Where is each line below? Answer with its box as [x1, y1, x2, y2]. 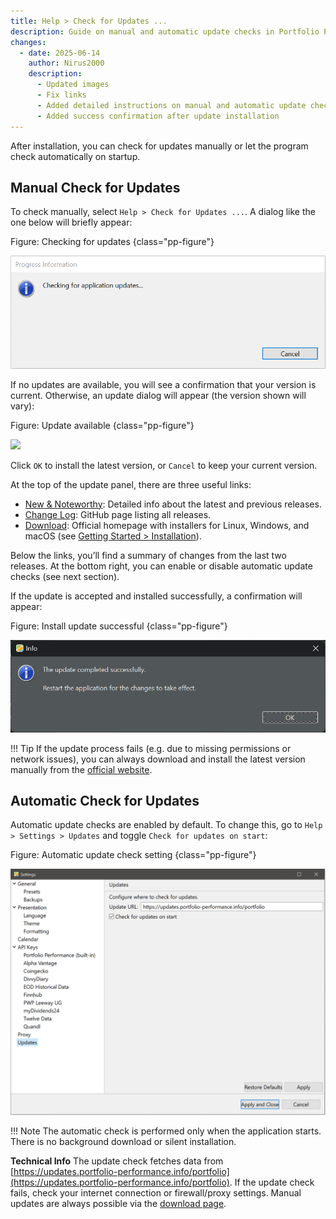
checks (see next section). [10, 570, 120, 582]
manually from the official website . [10, 763, 153, 775]
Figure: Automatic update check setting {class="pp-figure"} [10, 849, 257, 861]
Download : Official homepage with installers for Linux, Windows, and [24, 519, 310, 531]
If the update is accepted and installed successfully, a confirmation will [10, 590, 303, 602]
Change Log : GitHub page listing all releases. [24, 508, 212, 520]
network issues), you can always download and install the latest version [10, 753, 306, 765]
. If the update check [229, 1176, 315, 1189]
